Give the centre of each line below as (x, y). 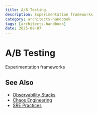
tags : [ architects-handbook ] (36, 24)
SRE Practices (27, 105)
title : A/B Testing (26, 10)
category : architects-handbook (38, 19)
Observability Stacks (34, 94)
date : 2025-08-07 (23, 28)
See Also (19, 83)
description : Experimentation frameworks (49, 14)
